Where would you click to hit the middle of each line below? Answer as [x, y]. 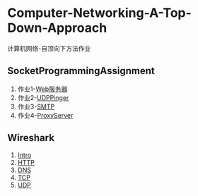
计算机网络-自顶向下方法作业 [49, 48]
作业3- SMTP [36, 106]
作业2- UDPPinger [43, 97]
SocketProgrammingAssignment [81, 71]
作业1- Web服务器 [42, 89]
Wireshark [31, 138]
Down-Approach [57, 28]
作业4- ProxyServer [45, 115]
